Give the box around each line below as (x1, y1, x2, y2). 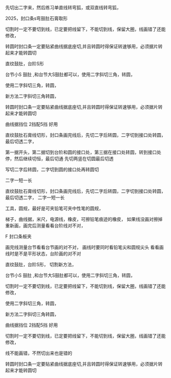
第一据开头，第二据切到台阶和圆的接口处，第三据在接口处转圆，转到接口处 (5, 149, 161, 155)
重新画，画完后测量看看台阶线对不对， (5, 222, 85, 229)
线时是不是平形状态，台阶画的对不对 (5, 250, 81, 257)
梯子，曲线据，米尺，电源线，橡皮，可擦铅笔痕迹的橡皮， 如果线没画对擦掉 (5, 216, 163, 222)
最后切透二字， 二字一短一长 (5, 194, 65, 200)
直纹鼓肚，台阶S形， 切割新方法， (5, 262, 76, 267)
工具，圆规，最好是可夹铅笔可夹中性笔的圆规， (5, 206, 103, 211)
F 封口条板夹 (5, 234, 32, 239)
